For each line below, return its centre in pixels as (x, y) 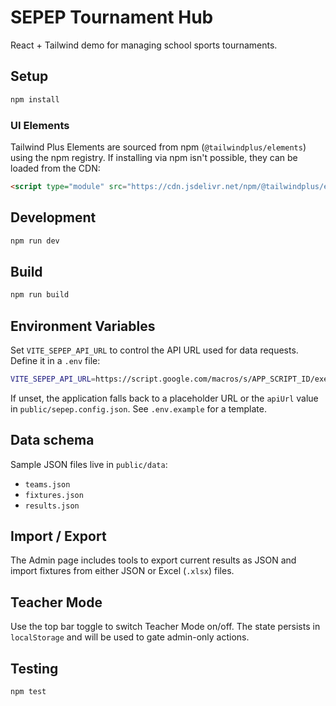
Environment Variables (83, 326)
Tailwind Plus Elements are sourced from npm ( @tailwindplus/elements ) (158, 147)
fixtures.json (54, 495)
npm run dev (35, 241)
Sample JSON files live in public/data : (89, 464)
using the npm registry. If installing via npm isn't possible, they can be (154, 157)
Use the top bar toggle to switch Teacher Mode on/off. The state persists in (165, 627)
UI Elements (40, 125)
